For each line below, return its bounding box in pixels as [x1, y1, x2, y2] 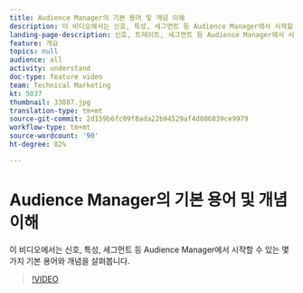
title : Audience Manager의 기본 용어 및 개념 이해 [9, 13, 185, 23]
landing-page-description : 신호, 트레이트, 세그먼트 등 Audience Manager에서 [9, 30, 285, 39]
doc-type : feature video [9, 73, 103, 82]
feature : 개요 [9, 38, 59, 48]
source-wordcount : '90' [9, 132, 99, 141]
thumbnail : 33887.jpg [9, 97, 91, 107]
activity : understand [9, 64, 91, 73]
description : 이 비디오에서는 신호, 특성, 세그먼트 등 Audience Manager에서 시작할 [9, 22, 294, 31]
